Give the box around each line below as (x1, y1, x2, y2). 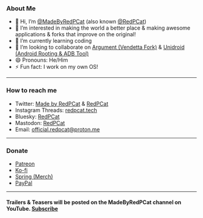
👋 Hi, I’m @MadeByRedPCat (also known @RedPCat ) (14, 18, 147, 25)
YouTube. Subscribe (6, 205, 59, 213)
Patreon (14, 160, 35, 167)
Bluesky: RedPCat (14, 113, 60, 120)
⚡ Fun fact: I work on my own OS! (14, 63, 98, 71)
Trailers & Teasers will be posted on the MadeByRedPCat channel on (6, 199, 182, 206)
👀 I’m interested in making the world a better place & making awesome (14, 24, 190, 31)
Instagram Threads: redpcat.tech (14, 106, 97, 114)
